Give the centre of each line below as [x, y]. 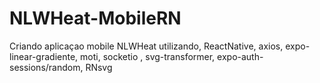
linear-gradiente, [44, 56]
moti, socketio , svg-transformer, [148, 56]
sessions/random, [46, 67]
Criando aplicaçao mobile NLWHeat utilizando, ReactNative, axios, [146, 46]
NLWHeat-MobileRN [95, 18]
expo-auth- [240, 56]
